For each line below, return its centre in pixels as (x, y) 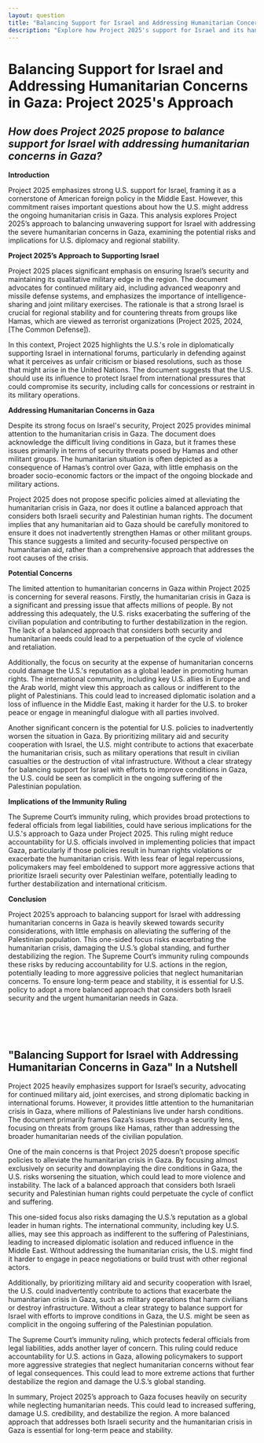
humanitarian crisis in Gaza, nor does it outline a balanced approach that (126, 508)
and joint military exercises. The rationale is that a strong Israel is (139, 305)
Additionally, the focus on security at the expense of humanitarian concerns (131, 662)
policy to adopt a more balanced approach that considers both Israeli (120, 990)
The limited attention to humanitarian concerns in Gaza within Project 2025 (129, 588)
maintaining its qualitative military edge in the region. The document (118, 280)
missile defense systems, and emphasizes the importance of (106, 296)
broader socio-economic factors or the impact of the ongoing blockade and (130, 476)
